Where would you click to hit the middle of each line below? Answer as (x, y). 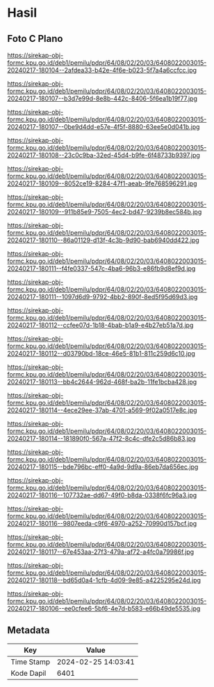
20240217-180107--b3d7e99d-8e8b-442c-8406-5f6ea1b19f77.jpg (102, 98)
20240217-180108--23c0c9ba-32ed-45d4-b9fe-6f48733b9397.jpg (104, 155)
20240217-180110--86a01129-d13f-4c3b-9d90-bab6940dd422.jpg (103, 240)
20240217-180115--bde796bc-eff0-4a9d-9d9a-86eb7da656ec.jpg (103, 467)
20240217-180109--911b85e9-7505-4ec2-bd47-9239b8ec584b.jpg (105, 212)
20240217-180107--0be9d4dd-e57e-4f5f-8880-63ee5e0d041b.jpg (104, 127)
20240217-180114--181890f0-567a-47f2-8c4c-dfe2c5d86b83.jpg (101, 438)
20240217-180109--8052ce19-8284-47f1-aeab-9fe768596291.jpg (102, 183)
